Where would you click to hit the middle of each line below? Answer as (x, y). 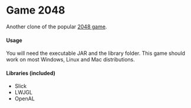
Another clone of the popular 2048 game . (57, 27)
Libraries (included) (31, 73)
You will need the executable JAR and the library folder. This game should (96, 53)
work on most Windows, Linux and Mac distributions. (71, 60)
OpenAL (25, 99)
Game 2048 (36, 10)
